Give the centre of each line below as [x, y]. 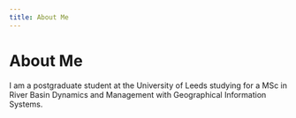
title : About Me [39, 17]
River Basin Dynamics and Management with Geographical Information [138, 94]
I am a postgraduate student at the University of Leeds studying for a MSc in [148, 85]
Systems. [26, 104]
